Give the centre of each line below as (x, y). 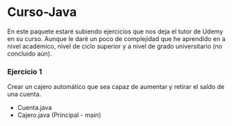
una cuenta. (24, 94)
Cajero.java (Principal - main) (59, 115)
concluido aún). (30, 54)
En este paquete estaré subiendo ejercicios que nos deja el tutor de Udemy (115, 31)
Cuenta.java (34, 108)
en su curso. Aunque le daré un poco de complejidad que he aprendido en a (116, 38)
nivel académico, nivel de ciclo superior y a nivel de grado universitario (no (115, 46)
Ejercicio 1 (25, 72)
